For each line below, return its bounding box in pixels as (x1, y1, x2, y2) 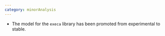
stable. (11, 26, 26, 32)
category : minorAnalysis (4, 7, 56, 12)
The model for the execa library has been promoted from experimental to (11, 21, 161, 27)
